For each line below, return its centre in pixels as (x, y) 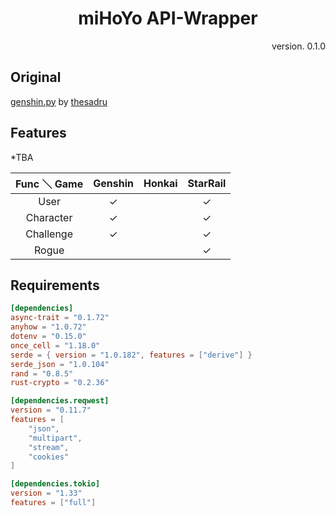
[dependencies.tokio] (55, 484)
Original (36, 77)
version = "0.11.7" (51, 410)
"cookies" (49, 457)
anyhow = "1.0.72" (48, 327)
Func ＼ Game (49, 184)
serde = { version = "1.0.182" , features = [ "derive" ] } (131, 355)
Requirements (55, 285)
